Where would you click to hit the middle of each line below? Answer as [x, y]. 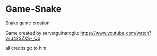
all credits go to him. [27, 48]
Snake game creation [27, 23]
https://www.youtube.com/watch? [116, 33]
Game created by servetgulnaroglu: [42, 33]
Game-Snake [34, 9]
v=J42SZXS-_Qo [23, 38]
